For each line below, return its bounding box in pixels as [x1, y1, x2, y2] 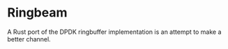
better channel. [7, 35, 51, 43]
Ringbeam [7, 5, 68, 21]
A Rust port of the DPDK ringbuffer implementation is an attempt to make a [7, 28, 222, 36]
